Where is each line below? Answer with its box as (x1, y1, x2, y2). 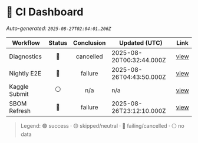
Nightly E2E (9, 69, 42, 77)
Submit (9, 89, 29, 98)
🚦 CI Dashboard (6, 5, 84, 19)
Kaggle (9, 82, 29, 91)
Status (48, 38, 68, 46)
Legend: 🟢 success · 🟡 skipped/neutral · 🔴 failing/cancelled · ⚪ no (20, 122, 184, 129)
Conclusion (72, 38, 106, 46)
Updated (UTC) (119, 38, 163, 46)
